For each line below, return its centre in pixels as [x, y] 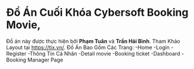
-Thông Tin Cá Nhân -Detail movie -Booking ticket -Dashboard [104, 53]
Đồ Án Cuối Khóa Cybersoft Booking [97, 13]
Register [16, 53]
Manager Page [45, 60]
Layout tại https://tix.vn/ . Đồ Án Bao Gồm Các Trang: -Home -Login [88, 47]
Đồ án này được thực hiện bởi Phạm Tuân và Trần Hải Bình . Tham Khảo [93, 41]
